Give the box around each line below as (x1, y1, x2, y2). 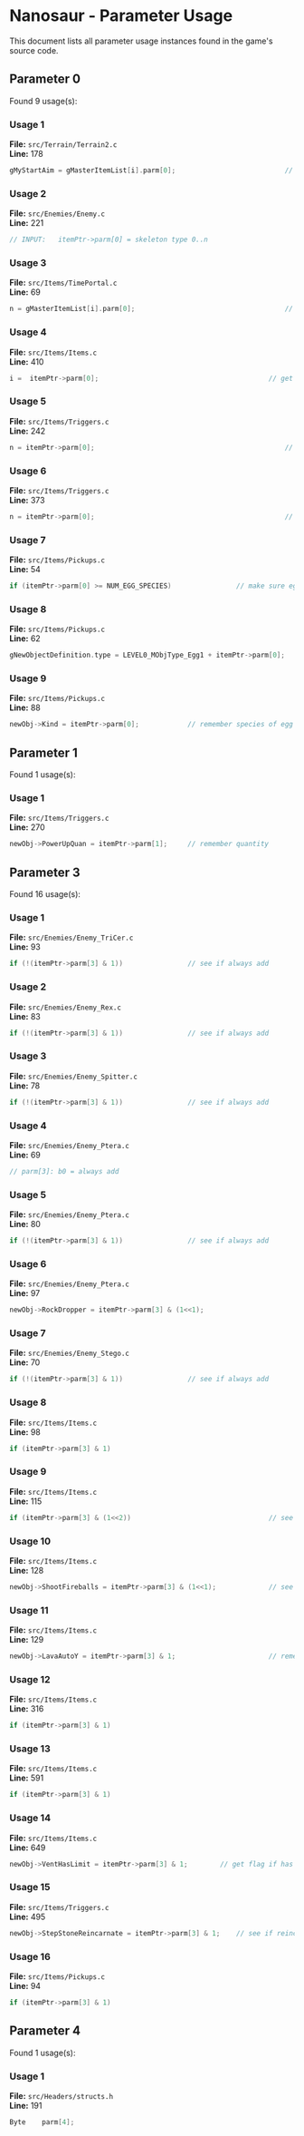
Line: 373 (9, 494, 45, 505)
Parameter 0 (9, 72, 81, 87)
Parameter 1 (9, 745, 79, 760)
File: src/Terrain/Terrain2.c (9, 139, 118, 150)
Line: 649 (9, 1842, 46, 1853)
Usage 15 (9, 1881, 51, 1894)
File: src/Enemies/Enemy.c (9, 208, 106, 219)
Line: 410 (9, 356, 44, 367)
